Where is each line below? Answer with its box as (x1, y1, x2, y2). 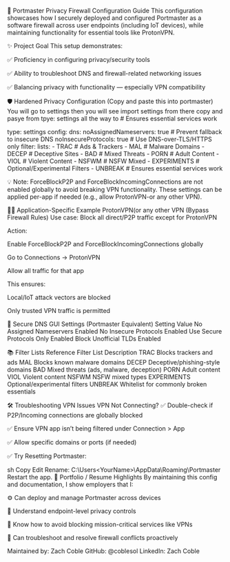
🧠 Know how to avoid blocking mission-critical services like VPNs (7, 520, 193, 528)
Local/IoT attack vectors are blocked (7, 293, 111, 301)
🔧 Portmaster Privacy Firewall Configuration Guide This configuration (7, 7, 203, 14)
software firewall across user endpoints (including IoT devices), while (7, 21, 204, 29)
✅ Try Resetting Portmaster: (7, 452, 87, 460)
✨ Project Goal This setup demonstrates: (7, 42, 123, 50)
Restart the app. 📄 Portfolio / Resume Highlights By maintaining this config (7, 473, 218, 481)
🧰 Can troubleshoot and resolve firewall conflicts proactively (7, 534, 178, 541)
